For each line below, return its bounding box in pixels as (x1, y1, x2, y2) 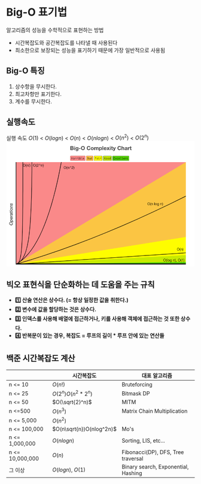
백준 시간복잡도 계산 (6, 353, 75, 363)
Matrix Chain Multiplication (121, 407, 188, 415)
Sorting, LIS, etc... (121, 437, 166, 444)
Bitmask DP (121, 389, 151, 397)
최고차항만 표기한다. (14, 90, 62, 98)
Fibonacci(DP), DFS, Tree (121, 448, 184, 455)
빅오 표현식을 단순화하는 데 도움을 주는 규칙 (6, 279, 155, 290)
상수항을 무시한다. (14, 83, 57, 90)
